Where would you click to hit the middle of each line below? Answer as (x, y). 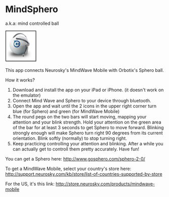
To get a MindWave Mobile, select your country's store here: (68, 169)
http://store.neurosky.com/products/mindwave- (105, 184)
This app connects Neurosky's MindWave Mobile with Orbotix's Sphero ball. (85, 70)
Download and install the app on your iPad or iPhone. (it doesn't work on (88, 90)
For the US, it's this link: (30, 184)
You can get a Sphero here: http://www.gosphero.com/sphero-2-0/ (75, 159)
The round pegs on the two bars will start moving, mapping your (79, 116)
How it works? (20, 80)
